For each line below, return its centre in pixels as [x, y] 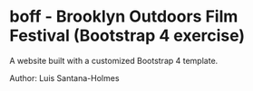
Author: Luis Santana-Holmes [64, 77]
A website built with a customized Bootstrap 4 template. [114, 60]
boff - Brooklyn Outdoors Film [124, 17]
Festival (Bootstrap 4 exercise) [127, 36]
